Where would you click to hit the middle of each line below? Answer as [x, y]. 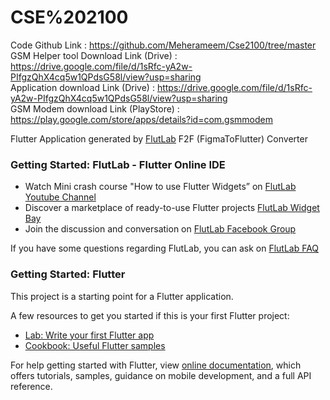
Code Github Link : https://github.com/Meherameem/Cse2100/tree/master [163, 45]
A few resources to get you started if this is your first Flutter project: [150, 315]
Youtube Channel [60, 197]
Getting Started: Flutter [68, 274]
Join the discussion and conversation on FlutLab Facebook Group [160, 229]
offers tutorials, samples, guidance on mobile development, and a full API [161, 375]
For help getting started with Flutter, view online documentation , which [156, 365]
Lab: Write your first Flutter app [89, 335]
